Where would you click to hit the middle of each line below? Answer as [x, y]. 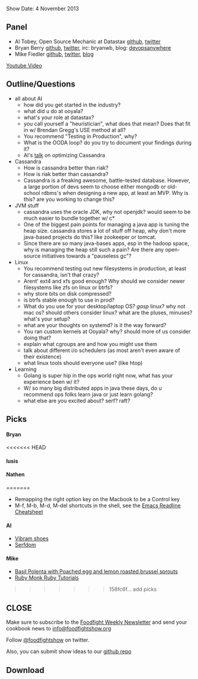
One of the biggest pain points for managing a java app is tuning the [106, 224]
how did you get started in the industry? [72, 105]
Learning [25, 369]
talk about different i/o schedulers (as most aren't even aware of [102, 350]
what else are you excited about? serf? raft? [77, 401]
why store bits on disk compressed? [67, 293]
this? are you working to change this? [69, 199]
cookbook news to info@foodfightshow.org [59, 629]
